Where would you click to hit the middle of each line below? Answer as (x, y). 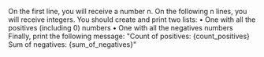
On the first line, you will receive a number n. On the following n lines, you (128, 11)
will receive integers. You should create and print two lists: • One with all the (132, 20)
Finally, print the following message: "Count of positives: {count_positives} (129, 36)
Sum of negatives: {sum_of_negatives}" (72, 45)
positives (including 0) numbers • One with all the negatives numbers (121, 28)
